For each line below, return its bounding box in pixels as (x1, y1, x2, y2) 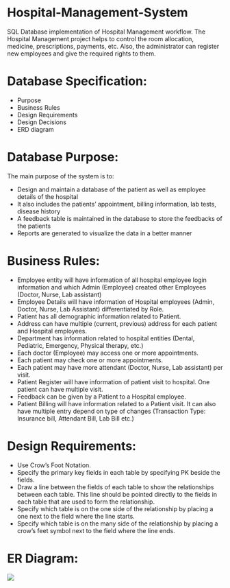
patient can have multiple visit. (16, 385, 103, 393)
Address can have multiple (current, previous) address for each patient (16, 319, 218, 327)
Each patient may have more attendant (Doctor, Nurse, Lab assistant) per (16, 363, 224, 371)
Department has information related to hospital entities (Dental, (16, 334, 195, 342)
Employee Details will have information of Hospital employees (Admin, (16, 297, 215, 306)
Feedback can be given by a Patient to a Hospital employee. (16, 392, 187, 401)
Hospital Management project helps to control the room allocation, (7, 34, 194, 43)
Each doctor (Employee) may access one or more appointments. (16, 349, 199, 357)
